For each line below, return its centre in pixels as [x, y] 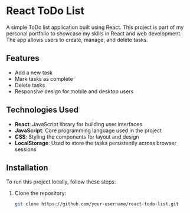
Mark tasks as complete [44, 78]
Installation [27, 167]
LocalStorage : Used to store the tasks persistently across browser [96, 143]
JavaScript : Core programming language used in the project [88, 130]
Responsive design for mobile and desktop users [74, 91]
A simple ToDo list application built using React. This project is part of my [95, 27]
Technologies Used [42, 110]
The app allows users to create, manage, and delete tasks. [77, 40]
